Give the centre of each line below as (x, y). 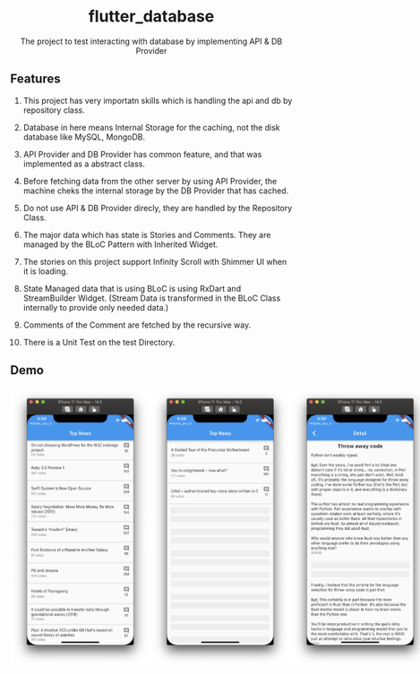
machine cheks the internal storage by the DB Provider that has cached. (156, 191)
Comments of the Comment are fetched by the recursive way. (137, 325)
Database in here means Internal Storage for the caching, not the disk (151, 127)
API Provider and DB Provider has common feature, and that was (142, 154)
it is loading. (46, 271)
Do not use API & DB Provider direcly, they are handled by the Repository (158, 208)
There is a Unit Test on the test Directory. (99, 342)
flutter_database (151, 17)
